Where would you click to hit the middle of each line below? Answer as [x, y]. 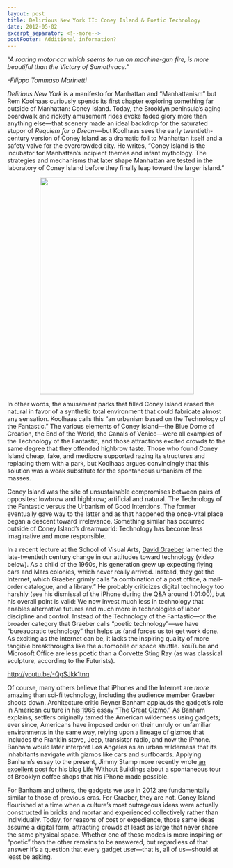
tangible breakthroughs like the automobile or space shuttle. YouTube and [113, 646]
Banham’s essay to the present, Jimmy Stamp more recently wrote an [107, 762]
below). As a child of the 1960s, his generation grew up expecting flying [110, 565]
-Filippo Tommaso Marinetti [47, 80]
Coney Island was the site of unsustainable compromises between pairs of [114, 492]
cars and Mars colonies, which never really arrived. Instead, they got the [111, 572]
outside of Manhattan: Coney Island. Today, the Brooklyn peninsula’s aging [114, 109]
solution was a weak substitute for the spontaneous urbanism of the [105, 471]
